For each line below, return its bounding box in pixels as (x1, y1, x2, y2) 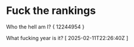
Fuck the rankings (6, 4, 96, 17)
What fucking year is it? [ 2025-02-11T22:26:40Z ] (6, 34, 129, 41)
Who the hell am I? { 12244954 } (6, 23, 84, 30)
